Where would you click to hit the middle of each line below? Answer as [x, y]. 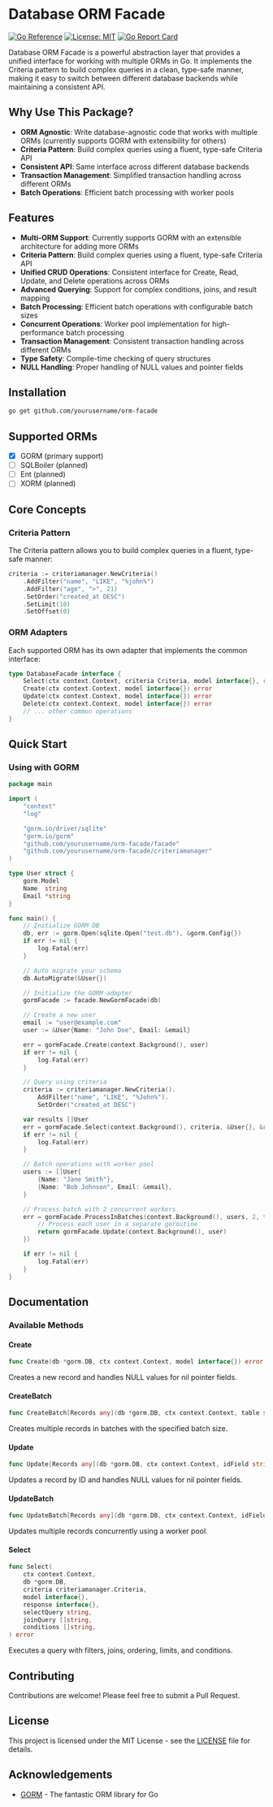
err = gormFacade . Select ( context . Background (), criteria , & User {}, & [143, 1127]
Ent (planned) [43, 474]
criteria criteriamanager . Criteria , [85, 1590]
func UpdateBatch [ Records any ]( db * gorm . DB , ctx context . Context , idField [138, 1515]
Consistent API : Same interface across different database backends [134, 166]
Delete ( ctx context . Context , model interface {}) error [118, 704]
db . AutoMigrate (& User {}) [65, 978]
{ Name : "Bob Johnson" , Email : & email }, [105, 1187]
